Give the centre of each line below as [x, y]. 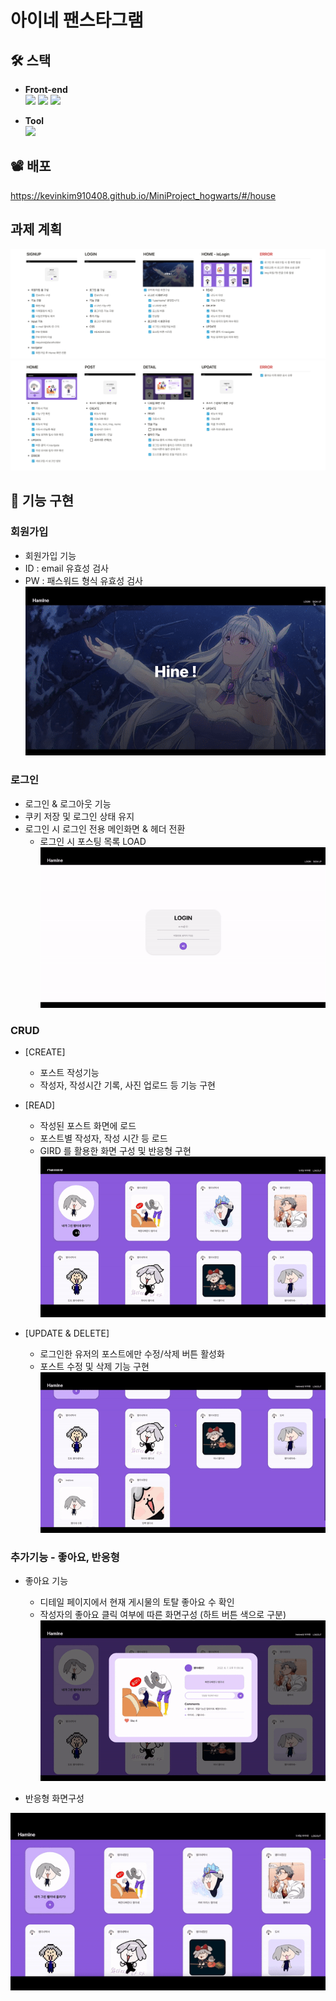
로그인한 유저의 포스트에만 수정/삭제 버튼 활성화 [132, 1354]
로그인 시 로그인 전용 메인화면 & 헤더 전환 [105, 828]
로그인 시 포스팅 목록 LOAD [93, 841]
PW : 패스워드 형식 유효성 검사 [83, 580]
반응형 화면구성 [54, 1798]
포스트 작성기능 [69, 1072]
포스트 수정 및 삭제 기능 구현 [94, 1366]
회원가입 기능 [50, 555]
